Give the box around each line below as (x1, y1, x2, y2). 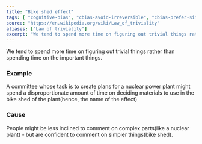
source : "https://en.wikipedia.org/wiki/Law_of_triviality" (6, 20, 161, 26)
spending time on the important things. (6, 54, 102, 61)
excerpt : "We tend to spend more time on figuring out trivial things (6, 31, 187, 37)
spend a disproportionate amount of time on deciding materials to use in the (6, 89, 194, 96)
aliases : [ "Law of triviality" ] (6, 25, 87, 32)
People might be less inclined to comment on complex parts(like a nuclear (6, 124, 189, 131)
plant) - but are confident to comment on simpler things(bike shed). (6, 131, 173, 138)
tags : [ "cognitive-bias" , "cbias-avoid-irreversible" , (6, 14, 149, 20)
